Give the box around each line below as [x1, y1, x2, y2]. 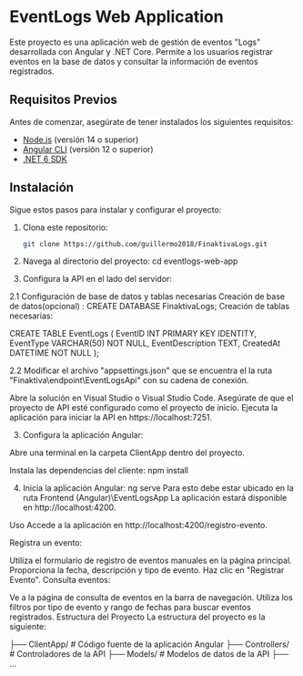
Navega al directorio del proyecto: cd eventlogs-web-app [22, 255, 238, 266]
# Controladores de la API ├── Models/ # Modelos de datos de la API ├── [9, 649, 289, 660]
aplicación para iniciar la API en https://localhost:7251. [9, 412, 213, 423]
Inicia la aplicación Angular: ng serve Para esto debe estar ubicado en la [22, 483, 294, 494]
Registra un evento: [9, 537, 83, 548]
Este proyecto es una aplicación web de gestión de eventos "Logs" [9, 36, 261, 47]
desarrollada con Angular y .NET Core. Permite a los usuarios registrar [9, 46, 273, 57]
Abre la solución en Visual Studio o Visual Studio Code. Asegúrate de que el [9, 392, 294, 403]
